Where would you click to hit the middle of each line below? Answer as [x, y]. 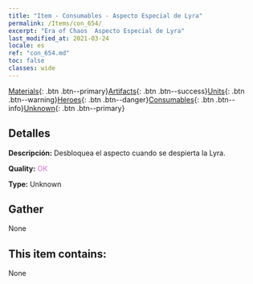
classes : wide [32, 68]
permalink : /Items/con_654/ [55, 23]
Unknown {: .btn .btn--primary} [74, 108]
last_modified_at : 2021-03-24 [59, 38]
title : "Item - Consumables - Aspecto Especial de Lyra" [106, 16]
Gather [26, 209]
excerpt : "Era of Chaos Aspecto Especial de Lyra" [96, 31]
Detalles [29, 134]
